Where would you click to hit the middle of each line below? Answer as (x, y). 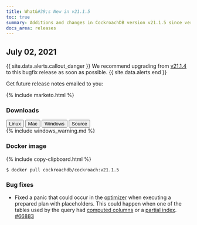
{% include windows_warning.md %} (51, 131)
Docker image (26, 146)
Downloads (23, 110)
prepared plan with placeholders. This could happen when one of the (98, 203)
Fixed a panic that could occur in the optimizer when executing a (93, 197)
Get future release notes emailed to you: (55, 84)
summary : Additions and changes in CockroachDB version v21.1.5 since (94, 22)
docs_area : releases (31, 28)
